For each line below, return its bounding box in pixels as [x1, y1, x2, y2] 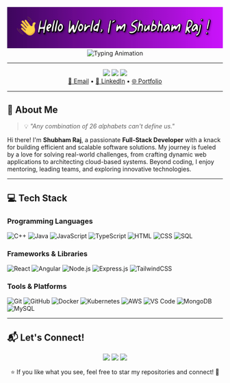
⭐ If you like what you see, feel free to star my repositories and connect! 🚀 [10, 368, 220, 376]
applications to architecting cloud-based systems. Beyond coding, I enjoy [7, 158, 214, 166]
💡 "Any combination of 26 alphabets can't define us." [23, 122, 175, 130]
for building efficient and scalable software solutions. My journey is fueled [7, 143, 216, 152]
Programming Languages [7, 216, 94, 226]
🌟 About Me [7, 104, 58, 115]
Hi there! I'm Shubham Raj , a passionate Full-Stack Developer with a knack [7, 136, 221, 144]
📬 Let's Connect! [7, 332, 85, 343]
